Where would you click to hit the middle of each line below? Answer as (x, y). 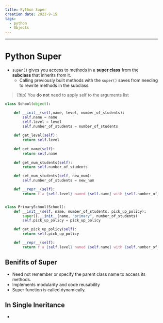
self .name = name (40, 117)
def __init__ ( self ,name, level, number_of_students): (69, 113)
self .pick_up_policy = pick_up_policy (62, 221)
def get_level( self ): (35, 135)
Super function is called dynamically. (49, 290)
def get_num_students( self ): (43, 162)
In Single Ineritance (35, 305)
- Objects (19, 28)
